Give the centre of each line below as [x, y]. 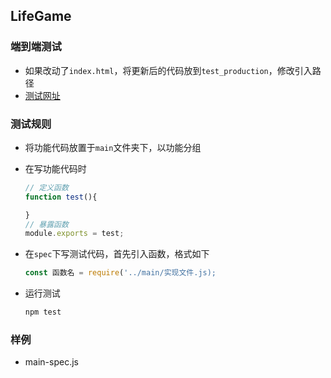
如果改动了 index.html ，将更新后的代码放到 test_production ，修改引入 [168, 70]
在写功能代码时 [55, 168]
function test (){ [61, 197]
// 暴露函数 [46, 224]
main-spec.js [51, 362]
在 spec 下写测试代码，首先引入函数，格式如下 [117, 254]
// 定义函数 [46, 187]
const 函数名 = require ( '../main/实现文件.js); [120, 273]
